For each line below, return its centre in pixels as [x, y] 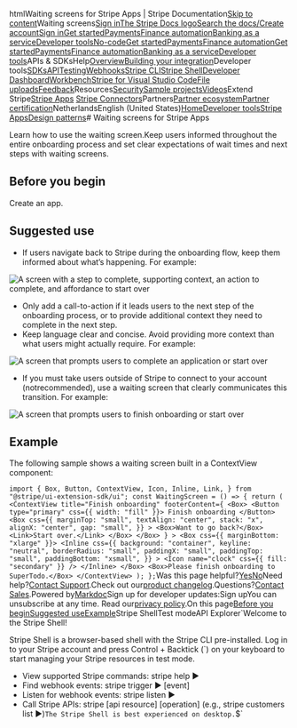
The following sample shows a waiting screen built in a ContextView [133, 463]
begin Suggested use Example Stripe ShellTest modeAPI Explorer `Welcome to [148, 613]
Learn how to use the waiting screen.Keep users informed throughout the [143, 135]
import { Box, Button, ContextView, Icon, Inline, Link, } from [130, 489]
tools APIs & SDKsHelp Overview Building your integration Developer [130, 61]
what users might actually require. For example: [109, 343]
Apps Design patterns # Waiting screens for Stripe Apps [109, 117]
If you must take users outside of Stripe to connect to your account [145, 378]
